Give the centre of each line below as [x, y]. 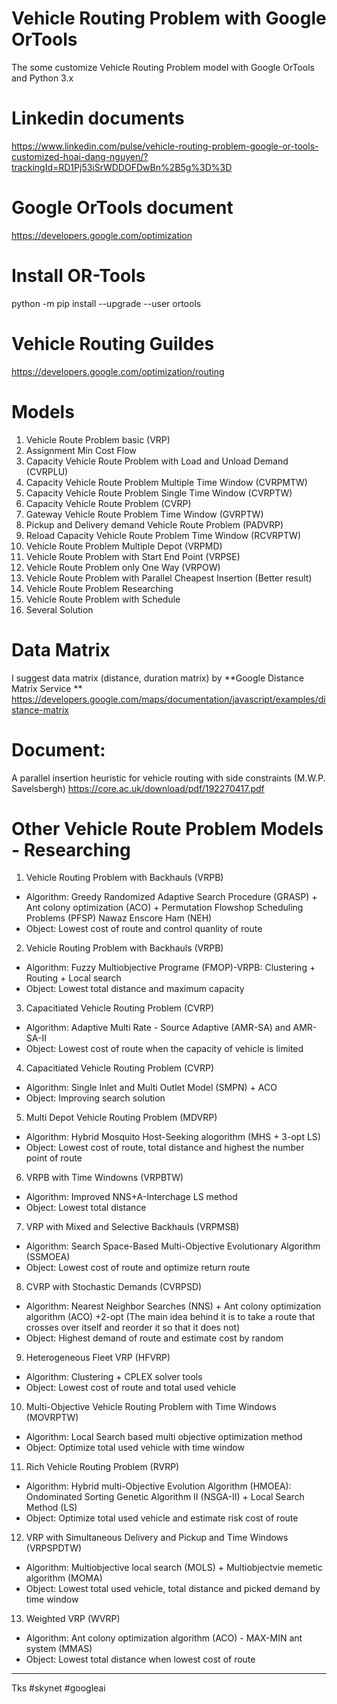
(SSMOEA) [48, 1257]
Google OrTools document [122, 208]
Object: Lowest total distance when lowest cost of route [140, 1659]
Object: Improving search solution [95, 1098]
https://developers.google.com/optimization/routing [118, 371]
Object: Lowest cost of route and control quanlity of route [144, 929]
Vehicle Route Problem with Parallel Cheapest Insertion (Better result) [169, 578]
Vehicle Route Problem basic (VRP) [98, 439]
